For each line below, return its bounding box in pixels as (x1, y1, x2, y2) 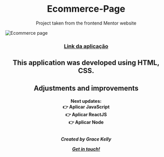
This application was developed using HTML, (12, 58, 160, 67)
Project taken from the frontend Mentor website (35, 20, 137, 26)
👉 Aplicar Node (68, 119, 104, 125)
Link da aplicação (64, 42, 109, 50)
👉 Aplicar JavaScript (62, 104, 110, 110)
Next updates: (71, 98, 101, 104)
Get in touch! (72, 146, 100, 152)
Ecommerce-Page (47, 3, 126, 15)
